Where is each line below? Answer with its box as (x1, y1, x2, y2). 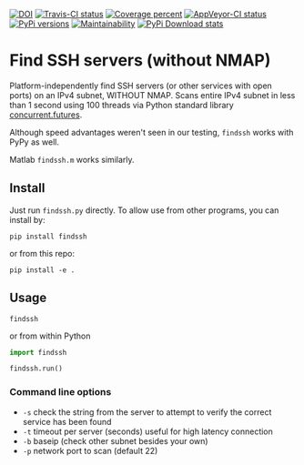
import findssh (9, 348, 67, 357)
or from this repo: (9, 248, 76, 258)
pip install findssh (9, 232, 88, 241)
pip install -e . (9, 265, 76, 275)
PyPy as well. (9, 136, 59, 147)
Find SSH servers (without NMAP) (9, 50, 271, 71)
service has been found (22, 416, 112, 427)
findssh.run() (9, 364, 64, 373)
